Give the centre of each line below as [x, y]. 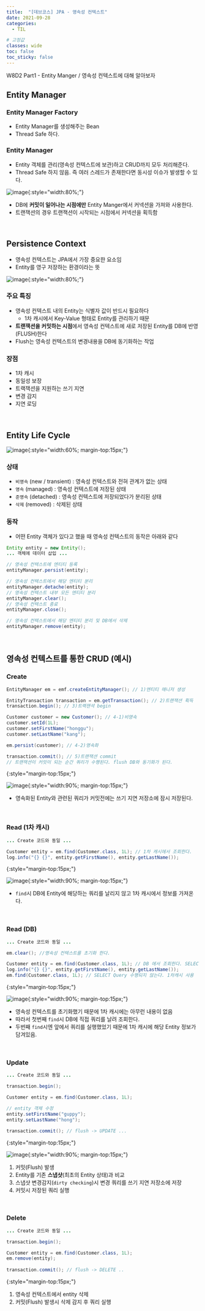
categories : [21, 23]
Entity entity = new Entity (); [46, 548]
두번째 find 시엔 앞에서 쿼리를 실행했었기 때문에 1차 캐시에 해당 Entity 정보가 [106, 1027]
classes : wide [24, 46]
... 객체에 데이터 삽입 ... [37, 554]
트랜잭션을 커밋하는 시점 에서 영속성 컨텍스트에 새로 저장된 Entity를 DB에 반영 [107, 326]
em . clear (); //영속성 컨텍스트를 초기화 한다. [58, 953]
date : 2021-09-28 [28, 18]
